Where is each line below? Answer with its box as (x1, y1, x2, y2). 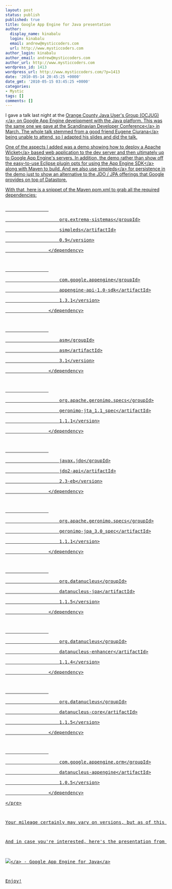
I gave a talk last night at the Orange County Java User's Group (5, 112, 139, 118)
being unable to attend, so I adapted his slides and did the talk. (5, 134, 138, 140)
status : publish (5, 12, 40, 17)
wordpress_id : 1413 (5, 65, 47, 70)
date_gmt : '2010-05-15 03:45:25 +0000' (5, 79, 91, 84)
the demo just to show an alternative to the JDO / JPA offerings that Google (5, 171, 164, 177)
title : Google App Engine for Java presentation (5, 22, 111, 27)
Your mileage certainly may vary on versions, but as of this (5, 819, 165, 825)
